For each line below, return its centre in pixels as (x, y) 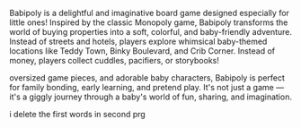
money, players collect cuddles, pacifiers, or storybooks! (115, 60)
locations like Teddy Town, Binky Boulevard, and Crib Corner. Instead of (142, 51)
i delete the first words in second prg (77, 114)
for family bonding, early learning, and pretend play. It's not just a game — (147, 87)
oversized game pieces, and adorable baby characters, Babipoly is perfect (147, 78)
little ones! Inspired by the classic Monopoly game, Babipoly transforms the (149, 22)
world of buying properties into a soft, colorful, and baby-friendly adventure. (150, 32)
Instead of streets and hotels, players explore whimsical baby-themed (138, 41)
